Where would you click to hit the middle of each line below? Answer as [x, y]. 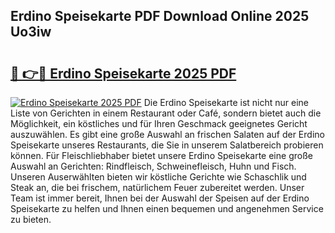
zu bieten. [31, 219]
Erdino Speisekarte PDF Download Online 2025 [160, 16]
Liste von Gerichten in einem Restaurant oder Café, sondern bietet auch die [166, 113]
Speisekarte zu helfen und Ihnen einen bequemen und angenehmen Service [167, 208]
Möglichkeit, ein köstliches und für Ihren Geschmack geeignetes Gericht [159, 123]
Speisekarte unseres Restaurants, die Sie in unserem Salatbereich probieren [167, 145]
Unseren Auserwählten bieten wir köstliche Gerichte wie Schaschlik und [158, 177]
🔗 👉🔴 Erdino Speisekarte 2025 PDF [123, 73]
